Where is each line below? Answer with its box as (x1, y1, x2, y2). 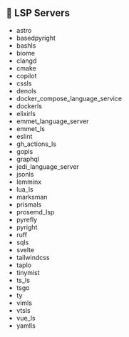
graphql (16, 155, 40, 163)
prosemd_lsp (16, 207, 55, 216)
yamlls (16, 321, 36, 330)
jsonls (16, 170, 34, 178)
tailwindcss (16, 253, 50, 261)
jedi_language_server (16, 162, 79, 171)
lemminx (16, 177, 42, 186)
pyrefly (16, 215, 38, 224)
